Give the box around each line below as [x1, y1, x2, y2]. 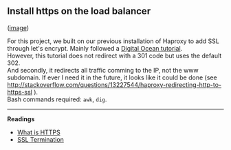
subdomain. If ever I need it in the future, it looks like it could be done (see [7, 73, 218, 82]
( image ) [7, 23, 30, 32]
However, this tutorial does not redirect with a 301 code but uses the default [7, 51, 222, 60]
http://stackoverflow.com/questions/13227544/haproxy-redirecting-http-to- [7, 80, 222, 88]
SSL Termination [16, 135, 64, 143]
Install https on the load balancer [7, 5, 151, 17]
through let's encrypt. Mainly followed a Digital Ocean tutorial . [7, 44, 183, 52]
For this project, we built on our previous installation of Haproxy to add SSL [7, 37, 220, 45]
